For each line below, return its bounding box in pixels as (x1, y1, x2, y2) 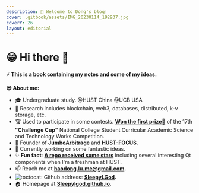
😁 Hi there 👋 (6, 51, 69, 64)
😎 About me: (6, 84, 40, 92)
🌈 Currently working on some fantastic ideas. (14, 145, 126, 153)
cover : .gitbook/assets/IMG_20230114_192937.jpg (6, 14, 129, 20)
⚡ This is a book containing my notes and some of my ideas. (6, 71, 157, 78)
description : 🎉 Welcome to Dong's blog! (6, 8, 108, 15)
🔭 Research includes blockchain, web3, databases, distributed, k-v (14, 105, 178, 112)
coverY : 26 (6, 20, 33, 26)
